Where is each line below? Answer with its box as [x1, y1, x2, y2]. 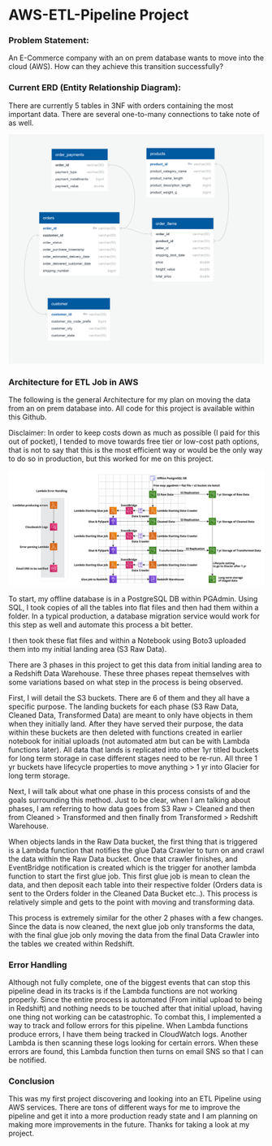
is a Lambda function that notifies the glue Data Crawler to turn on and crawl [8, 845, 265, 855]
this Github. [8, 412, 47, 422]
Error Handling [8, 959, 67, 970]
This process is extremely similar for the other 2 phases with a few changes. [8, 913, 264, 922]
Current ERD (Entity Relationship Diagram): [8, 82, 181, 93]
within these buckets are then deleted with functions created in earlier [8, 727, 243, 737]
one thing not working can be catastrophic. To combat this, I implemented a [8, 1012, 261, 1022]
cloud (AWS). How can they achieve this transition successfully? [8, 62, 224, 72]
